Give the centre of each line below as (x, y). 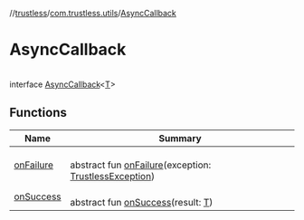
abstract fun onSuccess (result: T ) (142, 202)
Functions (38, 113)
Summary (180, 138)
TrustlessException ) (113, 176)
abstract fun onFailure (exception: (141, 165)
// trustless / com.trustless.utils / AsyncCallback (93, 13)
